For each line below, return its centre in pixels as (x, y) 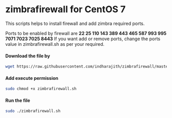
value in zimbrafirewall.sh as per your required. (55, 44)
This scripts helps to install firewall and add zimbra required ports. (75, 23)
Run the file (18, 100)
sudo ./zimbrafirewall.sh (33, 111)
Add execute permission (32, 78)
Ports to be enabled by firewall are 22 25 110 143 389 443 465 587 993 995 (86, 33)
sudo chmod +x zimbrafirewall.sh (41, 89)
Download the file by (28, 56)
